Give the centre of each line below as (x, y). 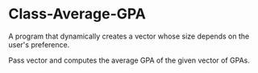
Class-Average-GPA (77, 14)
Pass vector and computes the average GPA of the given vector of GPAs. (129, 60)
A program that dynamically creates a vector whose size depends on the (129, 36)
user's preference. (39, 44)
